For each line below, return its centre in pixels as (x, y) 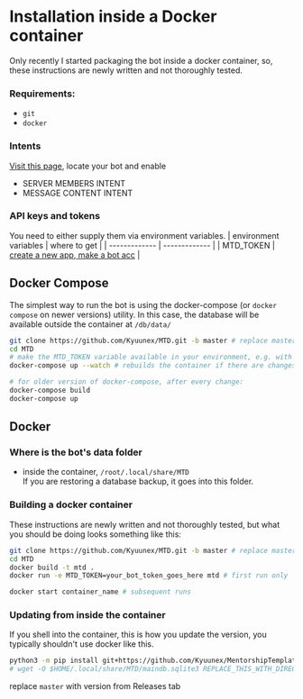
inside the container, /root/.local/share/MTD (106, 472)
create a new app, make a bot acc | (75, 255)
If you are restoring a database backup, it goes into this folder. (138, 481)
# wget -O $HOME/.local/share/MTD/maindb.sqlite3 (105, 669)
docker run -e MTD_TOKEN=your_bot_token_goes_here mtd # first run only (149, 576)
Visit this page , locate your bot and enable (88, 166)
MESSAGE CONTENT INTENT (78, 193)
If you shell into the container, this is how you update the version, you (138, 635)
